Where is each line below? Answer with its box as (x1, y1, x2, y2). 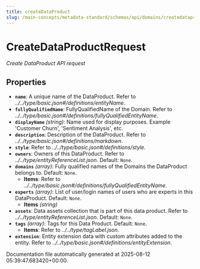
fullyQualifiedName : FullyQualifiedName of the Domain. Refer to (14, 106, 173, 113)
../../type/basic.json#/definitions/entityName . (14, 99, 126, 106)
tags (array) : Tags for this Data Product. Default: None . (14, 220, 147, 227)
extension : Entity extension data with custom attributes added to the (14, 233, 183, 240)
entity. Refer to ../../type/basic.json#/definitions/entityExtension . (14, 239, 173, 246)
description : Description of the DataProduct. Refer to (14, 131, 146, 138)
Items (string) (23, 201, 58, 208)
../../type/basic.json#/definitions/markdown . (14, 137, 123, 145)
